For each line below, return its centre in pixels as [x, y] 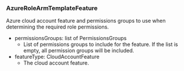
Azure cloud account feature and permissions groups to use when [86, 21]
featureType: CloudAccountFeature [57, 57]
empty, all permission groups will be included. [79, 51]
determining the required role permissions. [58, 27]
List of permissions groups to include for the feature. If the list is [100, 44]
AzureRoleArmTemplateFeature [52, 8]
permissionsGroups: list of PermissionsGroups [71, 38]
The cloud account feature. [56, 63]
